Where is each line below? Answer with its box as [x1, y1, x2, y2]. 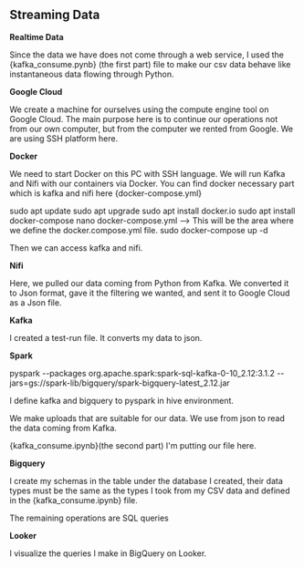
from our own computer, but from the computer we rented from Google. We [9, 123, 294, 134]
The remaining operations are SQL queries [9, 512, 169, 523]
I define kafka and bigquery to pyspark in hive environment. [9, 395, 235, 406]
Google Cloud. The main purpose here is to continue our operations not [9, 113, 278, 124]
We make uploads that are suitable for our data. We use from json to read [9, 412, 286, 423]
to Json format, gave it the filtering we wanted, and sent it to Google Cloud [9, 287, 290, 298]
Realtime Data [9, 31, 64, 42]
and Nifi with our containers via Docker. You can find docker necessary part [9, 178, 295, 189]
